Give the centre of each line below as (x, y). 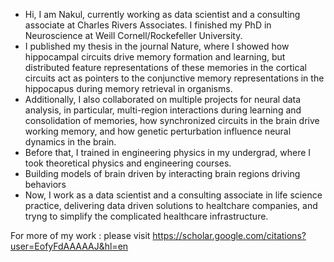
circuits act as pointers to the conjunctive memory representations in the (174, 78)
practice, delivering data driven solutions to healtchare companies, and (171, 205)
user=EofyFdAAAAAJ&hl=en (69, 246)
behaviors (45, 184)
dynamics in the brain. (70, 142)
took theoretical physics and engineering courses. (128, 163)
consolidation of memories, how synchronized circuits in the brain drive (172, 120)
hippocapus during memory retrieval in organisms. (128, 88)
